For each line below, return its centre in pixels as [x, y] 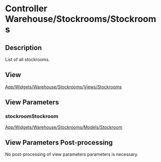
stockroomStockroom [32, 116]
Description [23, 48]
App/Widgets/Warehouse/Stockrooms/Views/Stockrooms [64, 87]
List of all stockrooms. [28, 59]
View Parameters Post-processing [59, 143]
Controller [26, 9]
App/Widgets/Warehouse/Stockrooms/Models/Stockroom [64, 127]
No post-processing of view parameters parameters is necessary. [72, 154]
